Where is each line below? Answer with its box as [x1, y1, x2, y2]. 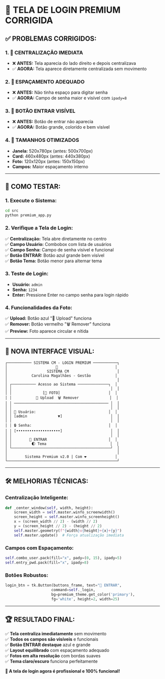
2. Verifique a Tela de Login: [5, 224, 73, 231]
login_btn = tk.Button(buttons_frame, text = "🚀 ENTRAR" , [5, 583, 122, 588]
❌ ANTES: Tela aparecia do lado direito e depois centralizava [12, 60, 137, 66]
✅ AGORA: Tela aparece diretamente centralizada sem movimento [12, 66, 147, 72]
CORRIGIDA [5, 15, 53, 26]
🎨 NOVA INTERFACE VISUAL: [5, 347, 95, 355]
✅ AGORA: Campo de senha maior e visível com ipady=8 [12, 95, 127, 101]
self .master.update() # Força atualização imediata [14, 533, 124, 538]
